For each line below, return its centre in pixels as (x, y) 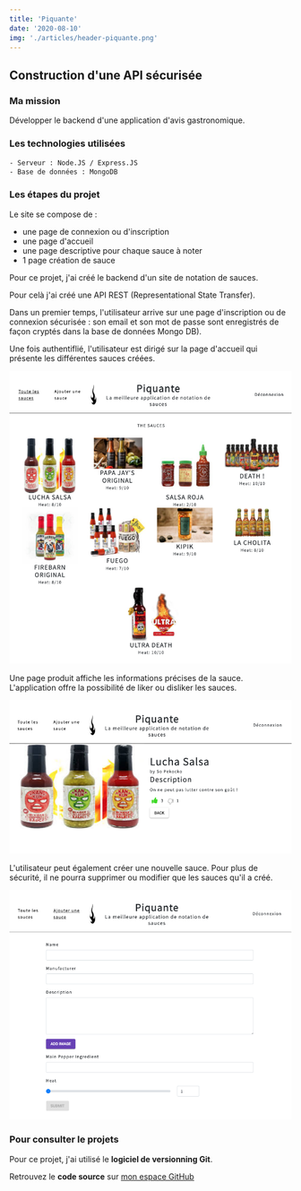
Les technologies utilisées (67, 143)
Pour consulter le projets (64, 1140)
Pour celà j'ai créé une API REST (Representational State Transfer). (132, 295)
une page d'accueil (58, 241)
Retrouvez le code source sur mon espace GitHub (102, 1176)
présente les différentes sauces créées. (82, 358)
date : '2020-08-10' (46, 28)
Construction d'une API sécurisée (106, 75)
